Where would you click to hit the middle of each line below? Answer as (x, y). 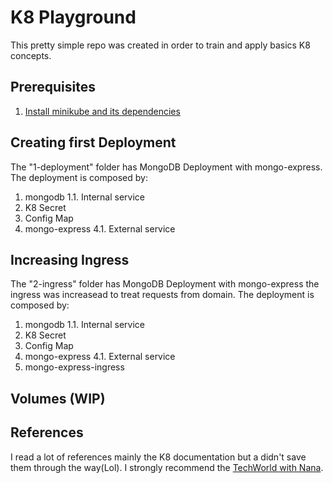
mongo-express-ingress (74, 367)
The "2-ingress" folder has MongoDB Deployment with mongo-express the (165, 284)
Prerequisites (53, 87)
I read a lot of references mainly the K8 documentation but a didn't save (158, 457)
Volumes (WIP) (58, 398)
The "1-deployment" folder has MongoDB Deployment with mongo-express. (166, 167)
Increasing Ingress (70, 259)
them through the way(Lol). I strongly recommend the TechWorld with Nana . (167, 467)
